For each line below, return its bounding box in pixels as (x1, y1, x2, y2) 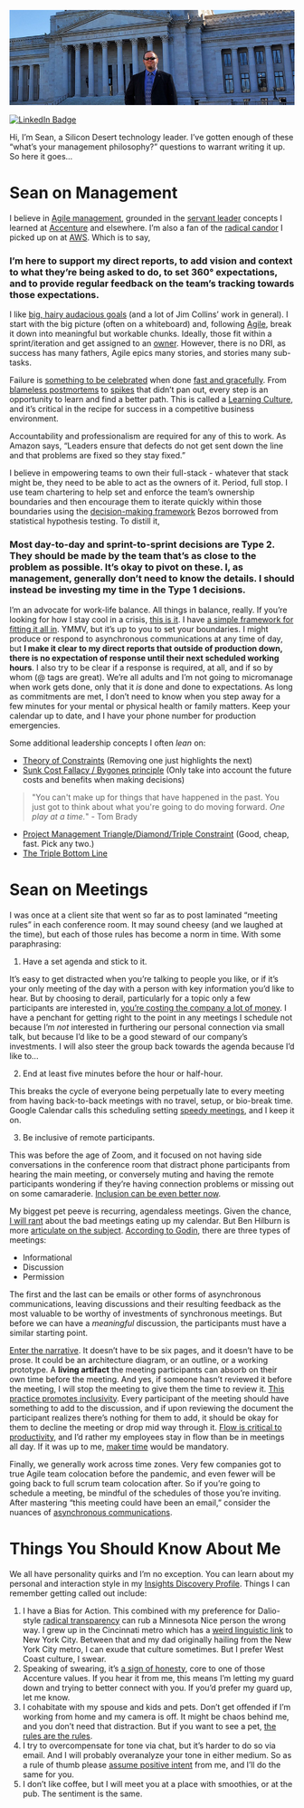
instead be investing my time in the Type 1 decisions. (9, 583, 246, 596)
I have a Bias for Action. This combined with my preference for (22, 1605, 256, 1616)
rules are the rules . (22, 1730, 93, 1741)
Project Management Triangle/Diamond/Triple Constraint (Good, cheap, (22, 828, 290, 839)
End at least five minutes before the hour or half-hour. (22, 1068, 223, 1079)
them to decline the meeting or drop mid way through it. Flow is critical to (9, 1421, 282, 1432)
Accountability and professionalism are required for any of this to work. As (9, 431, 287, 442)
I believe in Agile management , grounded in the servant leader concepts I (9, 213, 283, 224)
